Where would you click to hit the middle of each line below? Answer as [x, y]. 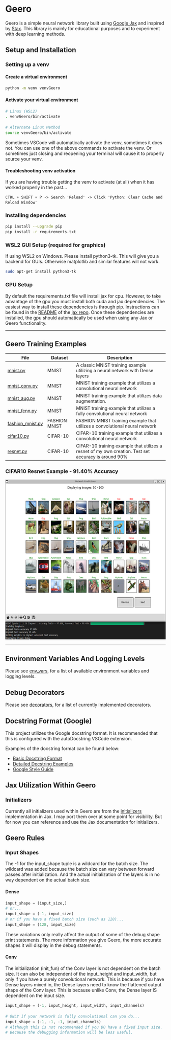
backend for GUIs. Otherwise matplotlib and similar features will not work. [83, 262]
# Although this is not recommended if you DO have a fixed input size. [84, 1027]
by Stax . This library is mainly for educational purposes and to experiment [83, 28]
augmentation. [91, 401]
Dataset [59, 357]
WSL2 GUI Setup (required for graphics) [55, 245]
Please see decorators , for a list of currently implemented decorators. [78, 705]
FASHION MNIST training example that [116, 421]
